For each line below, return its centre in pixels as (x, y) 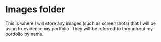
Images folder (35, 9)
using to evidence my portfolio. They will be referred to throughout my (79, 28)
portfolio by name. (25, 34)
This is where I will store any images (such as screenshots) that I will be (81, 23)
